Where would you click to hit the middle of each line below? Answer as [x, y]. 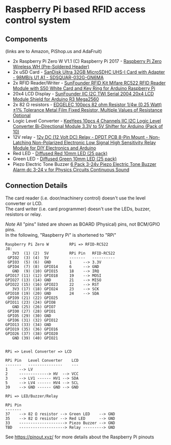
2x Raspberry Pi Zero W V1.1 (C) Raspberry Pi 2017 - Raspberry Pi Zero [87, 61]
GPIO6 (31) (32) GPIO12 [33, 320]
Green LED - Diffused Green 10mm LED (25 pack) [65, 159]
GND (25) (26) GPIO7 [34, 307]
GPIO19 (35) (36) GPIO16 [32, 329]
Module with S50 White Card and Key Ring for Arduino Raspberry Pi [84, 88]
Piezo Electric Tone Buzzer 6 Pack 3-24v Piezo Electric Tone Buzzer [84, 164]
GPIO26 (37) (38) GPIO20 [32, 333]
